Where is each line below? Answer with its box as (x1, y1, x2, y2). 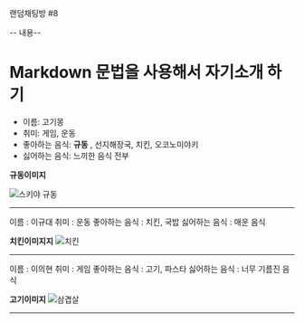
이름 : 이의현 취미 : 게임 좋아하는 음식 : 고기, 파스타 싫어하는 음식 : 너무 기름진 (9, 263, 280, 274)
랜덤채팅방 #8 (9, 8, 59, 18)
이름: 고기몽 (22, 116, 65, 127)
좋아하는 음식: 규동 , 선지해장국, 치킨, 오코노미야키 (22, 138, 199, 149)
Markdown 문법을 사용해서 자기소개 (9, 62, 264, 83)
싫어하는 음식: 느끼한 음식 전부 (22, 150, 129, 161)
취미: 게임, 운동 (22, 128, 77, 138)
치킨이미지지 (9, 235, 54, 246)
